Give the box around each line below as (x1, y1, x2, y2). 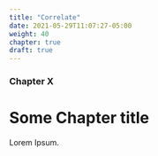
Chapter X (9, 75, 55, 88)
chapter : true (9, 37, 62, 47)
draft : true (9, 46, 53, 55)
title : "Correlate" (9, 12, 81, 22)
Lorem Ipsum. (9, 136, 60, 147)
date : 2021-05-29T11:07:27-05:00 (9, 21, 132, 30)
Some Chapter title (9, 108, 150, 129)
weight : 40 (9, 29, 49, 38)
